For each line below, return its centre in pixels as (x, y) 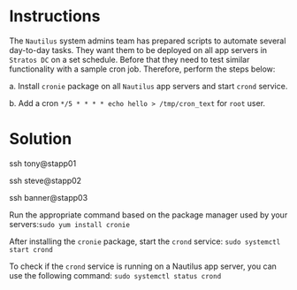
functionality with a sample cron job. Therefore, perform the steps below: (142, 69)
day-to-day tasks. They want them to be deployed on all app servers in (138, 50)
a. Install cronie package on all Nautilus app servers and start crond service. (148, 86)
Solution (41, 139)
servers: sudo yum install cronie (70, 224)
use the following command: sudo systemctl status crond (115, 275)
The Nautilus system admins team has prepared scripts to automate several (148, 41)
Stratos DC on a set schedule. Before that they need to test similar (129, 59)
